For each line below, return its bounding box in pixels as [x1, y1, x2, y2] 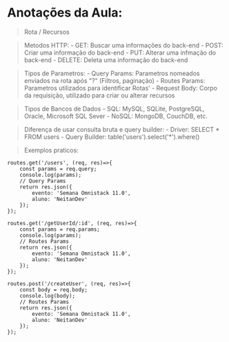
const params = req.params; [19, 226, 100, 233]
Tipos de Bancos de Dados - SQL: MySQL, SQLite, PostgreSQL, [23, 104, 205, 113]
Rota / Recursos [23, 28, 70, 36]
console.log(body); [19, 292, 76, 299]
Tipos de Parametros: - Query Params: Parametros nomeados [23, 69, 200, 77]
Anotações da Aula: [7, 5, 123, 21]
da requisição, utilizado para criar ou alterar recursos [23, 91, 175, 99]
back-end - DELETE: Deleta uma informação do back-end [23, 55, 188, 64]
